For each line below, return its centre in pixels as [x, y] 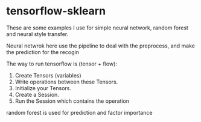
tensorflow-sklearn [56, 11]
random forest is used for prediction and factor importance [79, 112]
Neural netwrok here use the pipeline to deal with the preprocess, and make [101, 46]
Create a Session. [37, 94]
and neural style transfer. [37, 34]
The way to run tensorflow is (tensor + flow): [62, 64]
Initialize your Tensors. [43, 88]
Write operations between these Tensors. [66, 82]
